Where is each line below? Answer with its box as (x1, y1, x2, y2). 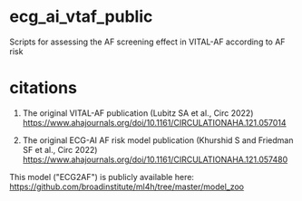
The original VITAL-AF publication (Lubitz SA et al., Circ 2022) (22, 107, 254, 119)
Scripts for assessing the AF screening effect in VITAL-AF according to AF (9, 36, 286, 47)
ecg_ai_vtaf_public (9, 6, 153, 27)
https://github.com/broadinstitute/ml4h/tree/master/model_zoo (9, 181, 245, 192)
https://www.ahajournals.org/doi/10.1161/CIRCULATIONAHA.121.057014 (22, 117, 287, 128)
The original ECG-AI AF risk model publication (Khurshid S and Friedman (22, 134, 294, 146)
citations (9, 78, 77, 99)
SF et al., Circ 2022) (22, 144, 98, 155)
